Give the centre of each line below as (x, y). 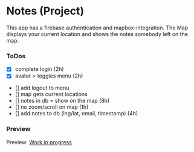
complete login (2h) (40, 69)
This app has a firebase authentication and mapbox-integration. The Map (97, 28)
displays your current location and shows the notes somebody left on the (97, 34)
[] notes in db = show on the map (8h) (62, 101)
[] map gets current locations (51, 94)
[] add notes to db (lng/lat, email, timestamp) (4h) (76, 114)
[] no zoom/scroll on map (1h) (52, 107)
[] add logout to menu (42, 88)
